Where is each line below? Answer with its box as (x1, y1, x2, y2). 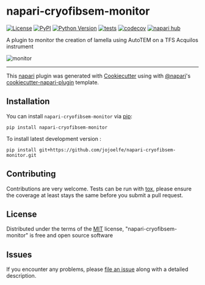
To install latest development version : (6, 135, 102, 142)
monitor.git (6, 152, 37, 158)
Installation (6, 96, 50, 107)
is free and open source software (29, 232, 113, 239)
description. (6, 272, 37, 280)
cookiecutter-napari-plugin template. (6, 78, 99, 86)
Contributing (6, 169, 56, 179)
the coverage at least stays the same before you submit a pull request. (6, 191, 184, 199)
